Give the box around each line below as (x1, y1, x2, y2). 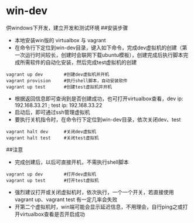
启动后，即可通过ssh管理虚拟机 (14, 109, 90, 116)
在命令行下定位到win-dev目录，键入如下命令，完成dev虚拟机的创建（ (14, 44, 183, 51)
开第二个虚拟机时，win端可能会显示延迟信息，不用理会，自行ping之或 (14, 203, 183, 210)
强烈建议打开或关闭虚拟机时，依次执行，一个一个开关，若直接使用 (14, 188, 174, 195)
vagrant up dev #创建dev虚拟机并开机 (6, 72, 110, 77)
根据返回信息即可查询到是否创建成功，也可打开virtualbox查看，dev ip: (14, 95, 183, 102)
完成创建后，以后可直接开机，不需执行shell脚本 (14, 158, 129, 165)
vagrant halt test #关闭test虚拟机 (6, 135, 99, 141)
